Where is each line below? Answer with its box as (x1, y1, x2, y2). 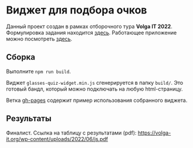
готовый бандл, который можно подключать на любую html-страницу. (6, 85, 183, 92)
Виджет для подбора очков (6, 4, 147, 17)
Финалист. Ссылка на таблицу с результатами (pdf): (6, 129, 137, 136)
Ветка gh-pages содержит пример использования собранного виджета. (6, 97, 188, 104)
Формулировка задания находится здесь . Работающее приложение (6, 29, 177, 36)
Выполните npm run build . (6, 68, 72, 75)
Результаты (6, 113, 52, 123)
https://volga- (137, 129, 171, 136)
